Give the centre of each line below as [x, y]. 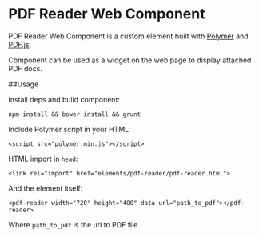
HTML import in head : [43, 159]
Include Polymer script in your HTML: [70, 129]
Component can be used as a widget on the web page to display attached [130, 60]
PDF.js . [20, 44]
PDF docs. [25, 68]
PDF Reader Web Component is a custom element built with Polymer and [129, 36]
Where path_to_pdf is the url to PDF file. [74, 224]
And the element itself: [46, 188]
